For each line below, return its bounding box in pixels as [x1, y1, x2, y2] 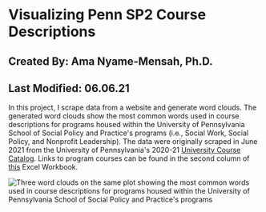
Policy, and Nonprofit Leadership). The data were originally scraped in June [8, 137, 258, 146]
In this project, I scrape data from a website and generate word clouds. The [8, 102, 257, 113]
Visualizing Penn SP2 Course [8, 6, 207, 24]
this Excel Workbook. [8, 162, 79, 172]
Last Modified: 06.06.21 [8, 82, 130, 95]
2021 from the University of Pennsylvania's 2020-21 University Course [8, 146, 241, 155]
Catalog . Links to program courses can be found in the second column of [8, 154, 250, 163]
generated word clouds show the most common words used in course [8, 111, 240, 121]
